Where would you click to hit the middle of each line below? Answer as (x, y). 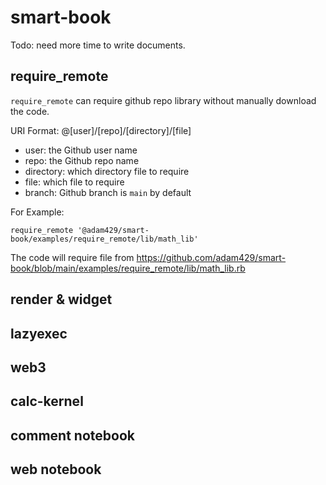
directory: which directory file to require (107, 171)
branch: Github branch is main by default (108, 192)
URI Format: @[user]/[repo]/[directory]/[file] (101, 130)
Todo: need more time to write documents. (98, 45)
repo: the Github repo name (82, 160)
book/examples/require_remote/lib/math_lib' (104, 239)
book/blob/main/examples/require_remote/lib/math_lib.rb (128, 268)
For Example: (37, 212)
